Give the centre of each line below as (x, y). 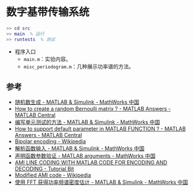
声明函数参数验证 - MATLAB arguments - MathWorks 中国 (85, 156)
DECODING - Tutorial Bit (44, 169)
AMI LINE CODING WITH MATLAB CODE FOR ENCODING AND (91, 163)
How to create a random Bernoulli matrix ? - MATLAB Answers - (93, 109)
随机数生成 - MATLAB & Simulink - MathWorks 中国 (77, 102)
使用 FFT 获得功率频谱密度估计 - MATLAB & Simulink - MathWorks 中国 (101, 182)
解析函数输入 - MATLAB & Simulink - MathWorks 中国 (79, 148)
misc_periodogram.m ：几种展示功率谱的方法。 (79, 66)
